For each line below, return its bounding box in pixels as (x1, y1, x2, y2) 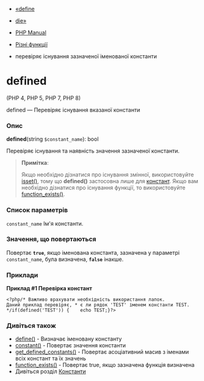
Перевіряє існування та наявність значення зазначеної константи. (6, 147, 180, 155)
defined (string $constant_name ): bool (6, 135, 99, 143)
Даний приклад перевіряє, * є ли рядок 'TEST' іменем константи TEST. (6, 302, 190, 308)
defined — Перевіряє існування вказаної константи (6, 106, 140, 113)
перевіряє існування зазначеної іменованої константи (15, 53, 157, 60)
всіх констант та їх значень (15, 355, 87, 362)
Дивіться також (6, 322, 56, 330)
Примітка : (21, 159, 49, 167)
